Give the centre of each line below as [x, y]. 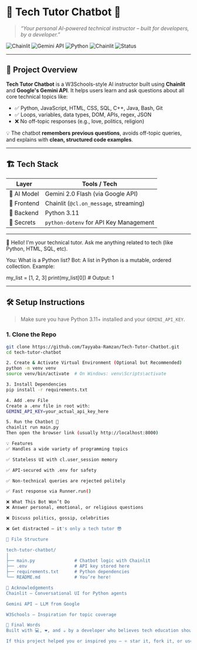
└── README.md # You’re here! [59, 577]
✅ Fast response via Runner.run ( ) [49, 491]
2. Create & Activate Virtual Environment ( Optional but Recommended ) [94, 363]
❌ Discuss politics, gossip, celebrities [58, 518]
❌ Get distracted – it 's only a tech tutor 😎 [64, 528]
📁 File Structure [27, 539]
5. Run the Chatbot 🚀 [33, 422]
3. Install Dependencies [36, 384]
